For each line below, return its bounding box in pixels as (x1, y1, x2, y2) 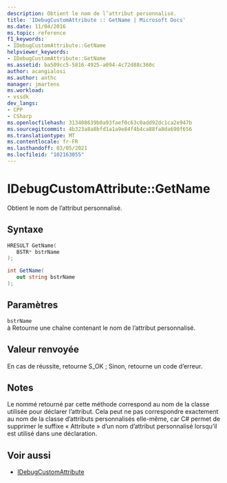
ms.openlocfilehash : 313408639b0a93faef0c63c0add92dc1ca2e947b (7, 119, 193, 126)
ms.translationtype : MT (7, 132, 76, 139)
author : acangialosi (7, 68, 67, 75)
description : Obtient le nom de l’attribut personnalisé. (7, 10, 177, 17)
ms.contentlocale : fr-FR (7, 139, 78, 146)
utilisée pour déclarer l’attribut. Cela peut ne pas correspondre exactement (7, 408, 219, 416)
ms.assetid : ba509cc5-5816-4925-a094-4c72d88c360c (7, 61, 155, 68)
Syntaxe (7, 224, 43, 235)
